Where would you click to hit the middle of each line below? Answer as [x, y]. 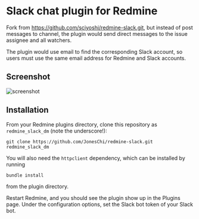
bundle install [25, 175]
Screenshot [28, 77]
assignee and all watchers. [39, 40]
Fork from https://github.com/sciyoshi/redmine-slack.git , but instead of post [100, 27]
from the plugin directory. [37, 186]
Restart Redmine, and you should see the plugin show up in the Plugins [93, 198]
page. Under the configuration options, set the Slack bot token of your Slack [100, 204]
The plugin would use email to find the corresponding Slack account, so [94, 51]
